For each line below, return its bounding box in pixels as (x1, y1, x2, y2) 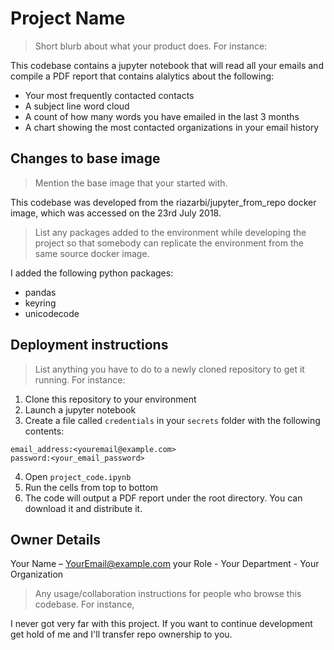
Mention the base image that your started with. (34, 177, 228, 189)
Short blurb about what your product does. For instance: (34, 40, 268, 52)
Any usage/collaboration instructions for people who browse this (34, 588, 302, 600)
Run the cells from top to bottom (24, 481, 159, 493)
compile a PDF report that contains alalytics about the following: (10, 70, 275, 82)
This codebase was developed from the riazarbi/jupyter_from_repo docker (10, 196, 317, 208)
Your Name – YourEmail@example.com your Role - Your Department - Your (10, 558, 320, 570)
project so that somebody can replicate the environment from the (34, 237, 304, 249)
